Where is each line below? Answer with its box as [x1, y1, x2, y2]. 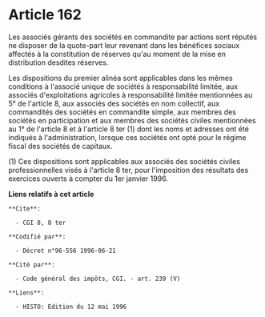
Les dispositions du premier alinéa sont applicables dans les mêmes [8, 73, 234, 82]
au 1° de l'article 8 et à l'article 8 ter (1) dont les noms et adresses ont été [8, 124, 250, 134]
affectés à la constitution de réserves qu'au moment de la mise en [8, 49, 227, 58]
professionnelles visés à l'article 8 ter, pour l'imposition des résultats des [8, 165, 249, 175]
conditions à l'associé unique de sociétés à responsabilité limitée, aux [8, 82, 239, 91]
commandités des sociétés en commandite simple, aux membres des [8, 106, 236, 117]
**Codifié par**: [8, 232, 66, 241]
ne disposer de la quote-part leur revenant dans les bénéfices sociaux [8, 40, 240, 50]
